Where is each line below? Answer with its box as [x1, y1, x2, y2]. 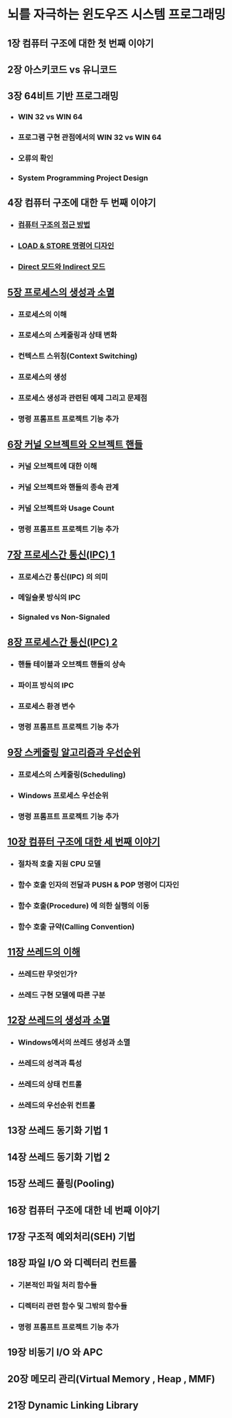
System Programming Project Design [17, 173, 148, 183]
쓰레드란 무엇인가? [17, 969, 78, 979]
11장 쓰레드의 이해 [7, 946, 80, 958]
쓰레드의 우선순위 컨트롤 [17, 1100, 96, 1110]
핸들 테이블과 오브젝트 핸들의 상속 [17, 659, 126, 669]
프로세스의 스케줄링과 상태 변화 [17, 330, 117, 340]
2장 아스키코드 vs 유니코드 [7, 64, 117, 76]
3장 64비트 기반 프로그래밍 [7, 90, 119, 102]
